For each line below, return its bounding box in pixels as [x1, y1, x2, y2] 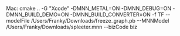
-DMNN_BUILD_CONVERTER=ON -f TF [70, 11, 164, 18]
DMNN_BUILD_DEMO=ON [6, 11, 69, 18]
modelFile [6, 17, 30, 24]
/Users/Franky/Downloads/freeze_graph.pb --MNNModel [30, 17, 169, 24]
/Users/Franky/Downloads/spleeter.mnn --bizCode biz [6, 23, 138, 30]
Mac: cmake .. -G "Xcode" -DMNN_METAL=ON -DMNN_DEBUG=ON [6, 5, 172, 12]
